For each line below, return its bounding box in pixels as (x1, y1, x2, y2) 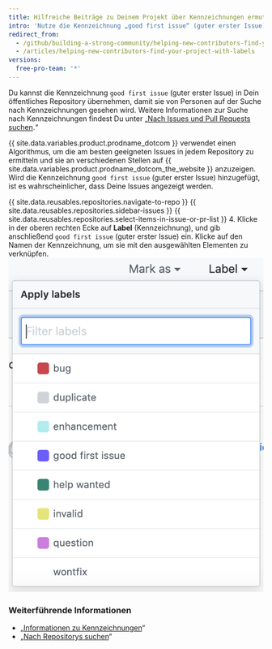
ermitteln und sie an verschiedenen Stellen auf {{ (8, 155, 172, 165)
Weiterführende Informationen (8, 604, 132, 616)
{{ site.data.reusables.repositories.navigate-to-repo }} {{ (8, 197, 197, 206)
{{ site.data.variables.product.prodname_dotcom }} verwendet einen (8, 138, 236, 148)
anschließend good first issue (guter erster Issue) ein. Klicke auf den (8, 231, 243, 241)
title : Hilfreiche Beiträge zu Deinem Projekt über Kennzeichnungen (8, 13, 244, 21)
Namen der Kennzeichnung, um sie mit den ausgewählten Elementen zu (8, 240, 249, 249)
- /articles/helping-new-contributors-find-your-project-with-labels (15, 47, 255, 56)
